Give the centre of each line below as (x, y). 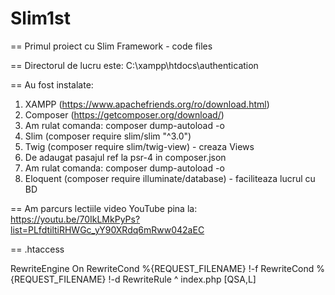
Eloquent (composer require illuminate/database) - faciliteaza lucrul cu (170, 178)
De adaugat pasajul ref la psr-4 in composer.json (125, 157)
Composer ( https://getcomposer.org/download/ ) (124, 114)
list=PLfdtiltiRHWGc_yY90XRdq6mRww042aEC (107, 229)
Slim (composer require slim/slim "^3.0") (108, 136)
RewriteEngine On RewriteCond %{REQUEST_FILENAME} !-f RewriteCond (162, 268)
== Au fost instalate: (52, 84)
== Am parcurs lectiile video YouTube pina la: (104, 208)
